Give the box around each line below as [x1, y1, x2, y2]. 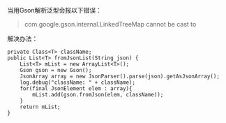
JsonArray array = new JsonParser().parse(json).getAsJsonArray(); [20, 73, 220, 80]
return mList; [20, 103, 61, 110]
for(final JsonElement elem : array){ [20, 85, 133, 92]
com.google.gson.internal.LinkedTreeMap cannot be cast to [24, 20, 197, 28]
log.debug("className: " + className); [20, 79, 136, 86]
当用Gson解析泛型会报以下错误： [7, 6, 103, 14]
